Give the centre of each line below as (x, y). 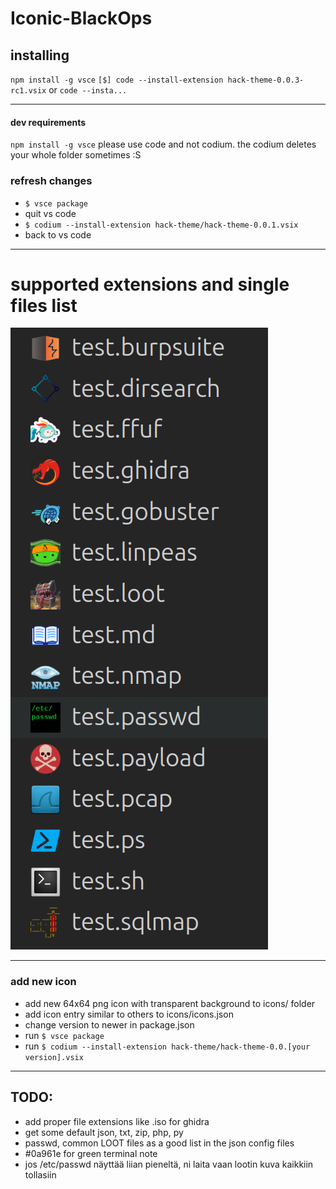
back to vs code (58, 234)
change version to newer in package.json (109, 1024)
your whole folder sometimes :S (76, 155)
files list (44, 305)
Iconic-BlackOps (81, 18)
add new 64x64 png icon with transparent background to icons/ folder (170, 1003)
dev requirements (48, 122)
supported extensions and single (150, 284)
